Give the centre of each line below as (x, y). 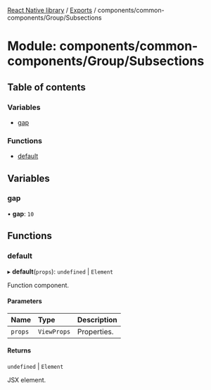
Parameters (25, 301)
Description (97, 319)
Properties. (95, 331)
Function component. (38, 285)
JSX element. (27, 379)
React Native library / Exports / (52, 10)
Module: (32, 46)
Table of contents (46, 87)
